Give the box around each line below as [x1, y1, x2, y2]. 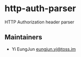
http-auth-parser [4, 3, 77, 14]
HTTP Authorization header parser [4, 19, 75, 25]
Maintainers [4, 33, 43, 41]
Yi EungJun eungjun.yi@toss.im [11, 46, 76, 52]
